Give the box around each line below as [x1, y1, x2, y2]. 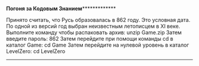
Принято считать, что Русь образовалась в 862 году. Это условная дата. [6, 16, 191, 23]
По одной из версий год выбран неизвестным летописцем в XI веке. [6, 23, 181, 29]
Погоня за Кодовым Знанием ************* [6, 5, 117, 12]
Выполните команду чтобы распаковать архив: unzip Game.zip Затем [6, 29, 182, 36]
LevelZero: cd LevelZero [6, 48, 66, 55]
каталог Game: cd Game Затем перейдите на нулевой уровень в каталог [6, 41, 190, 48]
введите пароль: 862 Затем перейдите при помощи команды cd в [6, 35, 174, 42]
